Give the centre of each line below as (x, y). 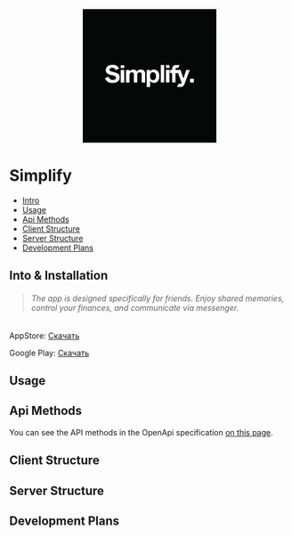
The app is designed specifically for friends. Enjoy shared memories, (158, 298)
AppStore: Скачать (45, 335)
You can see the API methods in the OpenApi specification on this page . (141, 432)
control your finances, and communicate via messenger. (135, 307)
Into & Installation (59, 276)
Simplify (41, 176)
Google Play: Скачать (49, 353)
